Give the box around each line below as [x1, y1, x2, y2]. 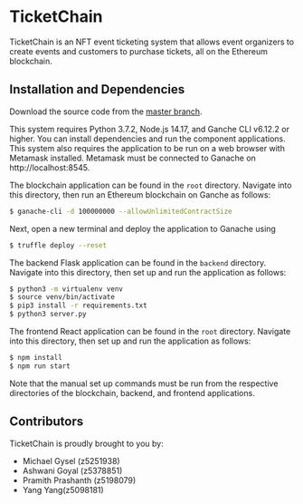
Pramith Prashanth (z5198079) [22, 474, 137, 486]
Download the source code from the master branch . [9, 106, 203, 117]
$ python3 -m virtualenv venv [9, 284, 124, 294]
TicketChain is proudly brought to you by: [9, 438, 165, 449]
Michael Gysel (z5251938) [22, 455, 120, 466]
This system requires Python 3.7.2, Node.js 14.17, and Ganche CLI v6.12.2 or [9, 123, 289, 134]
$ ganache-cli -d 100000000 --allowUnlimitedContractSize [9, 207, 232, 216]
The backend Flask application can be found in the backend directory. [9, 257, 267, 268]
